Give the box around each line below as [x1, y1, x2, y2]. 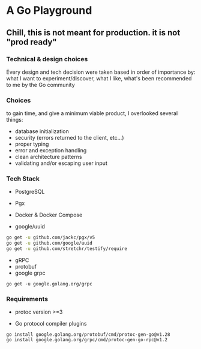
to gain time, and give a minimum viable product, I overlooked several [6, 110, 178, 117]
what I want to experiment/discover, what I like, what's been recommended [6, 74, 192, 82]
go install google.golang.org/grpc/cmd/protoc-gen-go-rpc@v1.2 [6, 337, 168, 343]
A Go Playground [6, 4, 92, 17]
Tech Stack [6, 174, 40, 183]
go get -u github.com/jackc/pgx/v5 [6, 234, 95, 240]
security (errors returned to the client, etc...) [14, 134, 124, 142]
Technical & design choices [6, 55, 88, 63]
